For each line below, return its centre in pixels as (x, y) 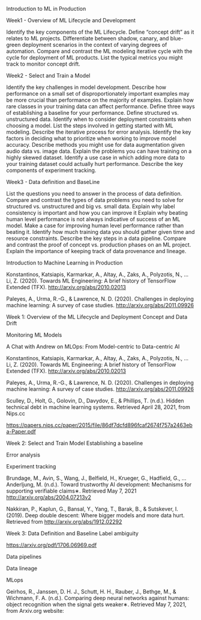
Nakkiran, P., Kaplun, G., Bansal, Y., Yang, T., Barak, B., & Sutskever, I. (92, 509)
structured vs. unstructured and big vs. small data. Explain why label (91, 206)
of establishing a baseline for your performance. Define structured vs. (92, 113)
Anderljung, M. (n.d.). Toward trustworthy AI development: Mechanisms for (99, 484)
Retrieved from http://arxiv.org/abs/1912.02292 (64, 522)
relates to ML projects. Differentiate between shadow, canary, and (88, 38)
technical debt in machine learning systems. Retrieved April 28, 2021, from (98, 407)
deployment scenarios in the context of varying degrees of (94, 45)
